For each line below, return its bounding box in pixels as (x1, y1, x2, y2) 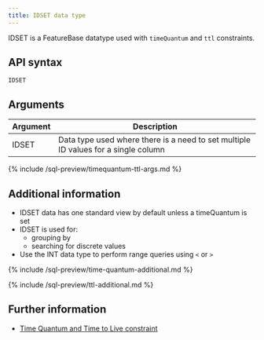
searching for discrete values (31, 241, 126, 251)
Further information (8, 303, 107, 316)
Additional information (8, 187, 121, 200)
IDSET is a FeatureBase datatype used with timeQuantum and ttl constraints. (8, 33, 255, 42)
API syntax (8, 56, 63, 69)
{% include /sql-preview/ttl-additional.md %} (8, 280, 154, 290)
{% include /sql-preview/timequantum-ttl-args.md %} (8, 164, 182, 174)
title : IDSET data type (8, 11, 86, 20)
